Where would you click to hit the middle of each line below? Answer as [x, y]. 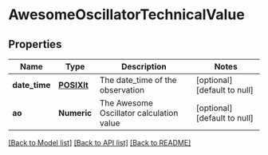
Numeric [75, 113]
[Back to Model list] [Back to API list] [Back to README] [100, 143]
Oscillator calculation [139, 113]
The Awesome [126, 103]
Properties [35, 44]
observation [122, 90]
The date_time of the [138, 80]
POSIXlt [74, 85]
